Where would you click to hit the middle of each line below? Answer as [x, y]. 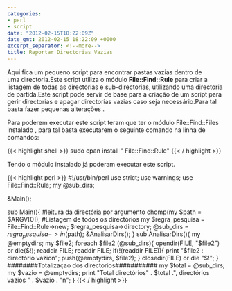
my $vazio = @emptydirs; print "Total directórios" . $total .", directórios [108, 272]
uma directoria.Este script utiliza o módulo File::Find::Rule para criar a [107, 79]
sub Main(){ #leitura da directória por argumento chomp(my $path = [105, 212]
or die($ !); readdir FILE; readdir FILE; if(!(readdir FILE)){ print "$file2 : [105, 250]
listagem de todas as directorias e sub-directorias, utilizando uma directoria [115, 87]
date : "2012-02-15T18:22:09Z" [51, 33]
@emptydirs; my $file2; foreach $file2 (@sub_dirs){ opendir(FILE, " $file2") [114, 243]
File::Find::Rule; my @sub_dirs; [51, 185]
